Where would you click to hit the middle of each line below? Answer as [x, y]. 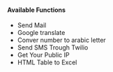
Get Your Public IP [43, 55]
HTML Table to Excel [47, 62]
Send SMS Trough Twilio [53, 48]
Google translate [41, 33]
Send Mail [32, 25]
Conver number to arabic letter [61, 40]
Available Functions [37, 10]
